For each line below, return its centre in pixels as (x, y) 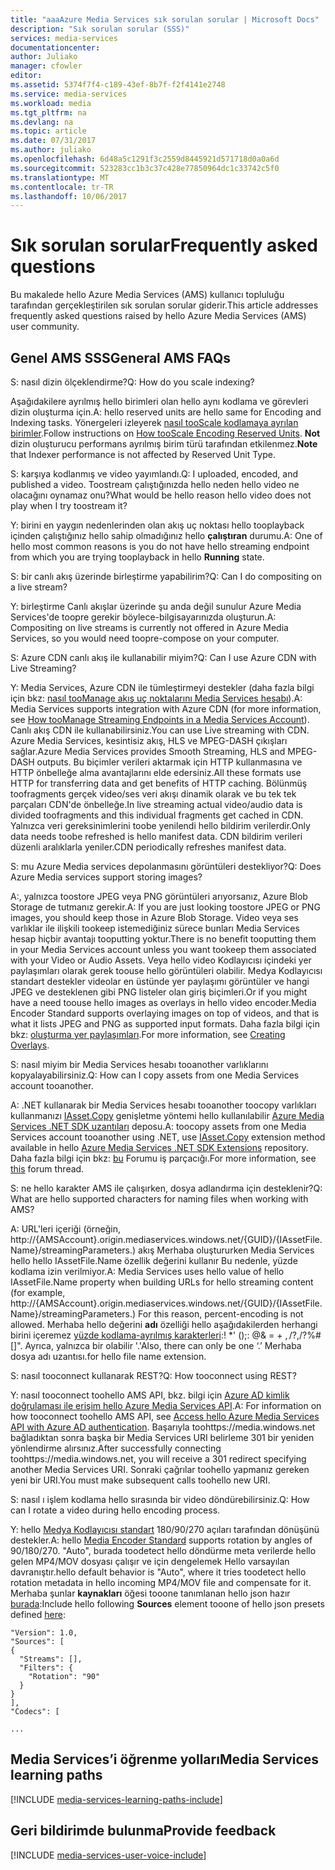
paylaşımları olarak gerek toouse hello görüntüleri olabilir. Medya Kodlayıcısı (166, 970)
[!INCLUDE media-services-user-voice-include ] (108, 1855)
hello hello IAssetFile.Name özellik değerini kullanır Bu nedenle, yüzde (154, 1260)
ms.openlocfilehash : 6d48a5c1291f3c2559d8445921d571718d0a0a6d (145, 159)
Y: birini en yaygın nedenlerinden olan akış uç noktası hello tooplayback (157, 525)
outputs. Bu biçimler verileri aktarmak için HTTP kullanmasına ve (169, 762)
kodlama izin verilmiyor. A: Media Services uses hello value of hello (147, 1271)
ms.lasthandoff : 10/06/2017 (69, 196)
